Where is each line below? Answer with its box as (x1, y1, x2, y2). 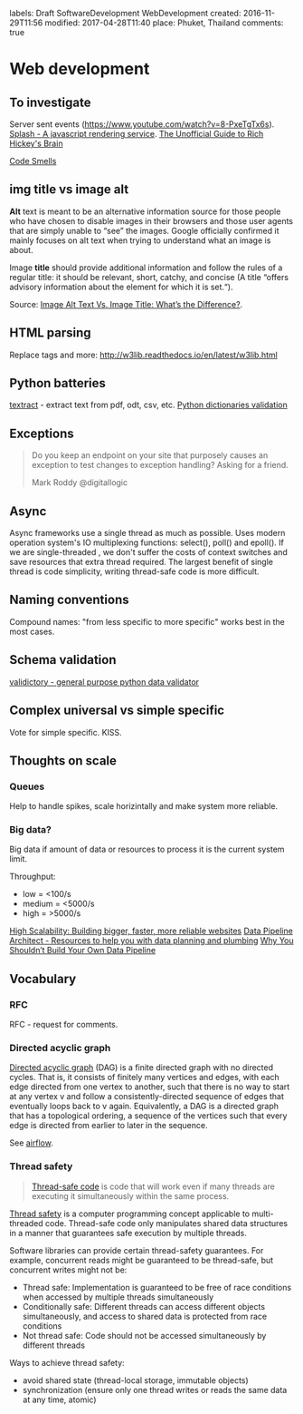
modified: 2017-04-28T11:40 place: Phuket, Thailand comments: (44, 17, 284, 28)
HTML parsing (9, 326, 92, 341)
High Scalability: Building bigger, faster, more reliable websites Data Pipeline (9, 925, 294, 937)
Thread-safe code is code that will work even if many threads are (31, 1181, 276, 1192)
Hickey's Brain (9, 138, 63, 149)
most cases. (9, 626, 55, 637)
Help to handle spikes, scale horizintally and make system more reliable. (9, 801, 279, 812)
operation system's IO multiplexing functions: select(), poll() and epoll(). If (9, 537, 285, 548)
